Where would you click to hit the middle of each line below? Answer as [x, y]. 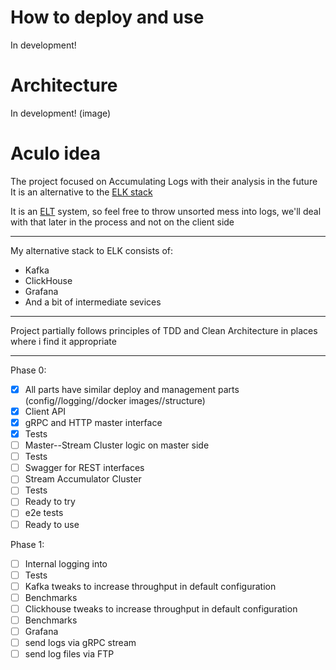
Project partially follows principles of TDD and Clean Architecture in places [164, 330]
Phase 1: [27, 544]
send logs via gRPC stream [80, 642]
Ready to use [52, 524]
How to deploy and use [107, 17]
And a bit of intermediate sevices [93, 302]
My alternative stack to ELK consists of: [92, 250]
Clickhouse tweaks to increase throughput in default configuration [161, 608]
